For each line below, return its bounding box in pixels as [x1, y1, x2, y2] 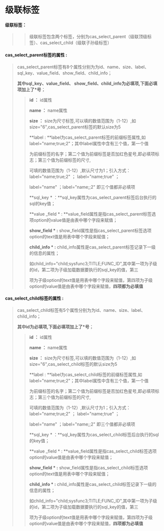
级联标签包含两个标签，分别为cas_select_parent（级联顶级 [29, 34, 148, 40]
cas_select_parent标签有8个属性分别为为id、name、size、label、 [17, 64, 149, 70]
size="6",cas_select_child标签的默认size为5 [29, 361, 117, 367]
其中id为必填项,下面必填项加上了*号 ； [17, 324, 94, 329]
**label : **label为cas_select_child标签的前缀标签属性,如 [29, 371, 142, 378]
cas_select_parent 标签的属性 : [5, 52, 68, 58]
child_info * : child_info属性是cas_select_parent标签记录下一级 [29, 244, 156, 250]
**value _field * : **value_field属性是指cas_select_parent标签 [29, 211, 152, 217]
